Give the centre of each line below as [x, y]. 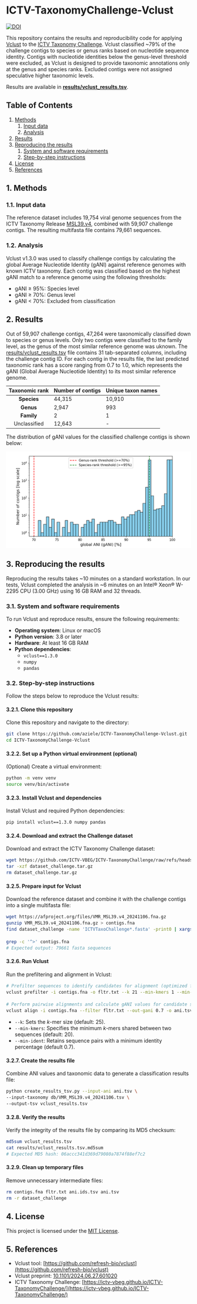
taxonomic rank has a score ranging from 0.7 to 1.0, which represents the [94, 365]
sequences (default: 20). [44, 1034]
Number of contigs [77, 391]
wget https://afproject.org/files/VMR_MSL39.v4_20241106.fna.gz [86, 917]
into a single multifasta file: [39, 905]
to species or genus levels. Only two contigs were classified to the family [94, 340]
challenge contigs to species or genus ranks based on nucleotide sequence [98, 50]
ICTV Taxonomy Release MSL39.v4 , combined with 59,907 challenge [89, 224]
